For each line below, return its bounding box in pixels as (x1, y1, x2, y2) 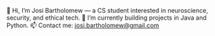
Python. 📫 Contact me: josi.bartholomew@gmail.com (6, 21, 160, 29)
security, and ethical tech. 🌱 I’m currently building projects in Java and (6, 14, 207, 22)
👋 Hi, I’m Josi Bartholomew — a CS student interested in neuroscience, (6, 7, 209, 14)
